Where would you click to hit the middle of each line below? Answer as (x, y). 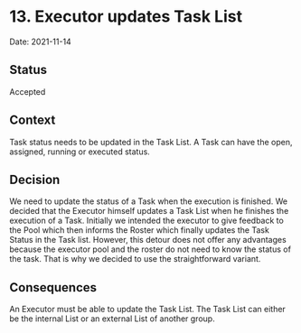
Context (33, 120)
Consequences (53, 287)
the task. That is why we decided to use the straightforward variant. (135, 259)
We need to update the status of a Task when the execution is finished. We (148, 201)
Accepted (28, 91)
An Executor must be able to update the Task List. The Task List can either (148, 310)
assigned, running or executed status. (80, 152)
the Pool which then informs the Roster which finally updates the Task (139, 230)
